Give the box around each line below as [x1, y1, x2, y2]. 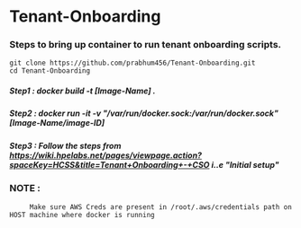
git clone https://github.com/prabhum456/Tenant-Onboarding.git [9, 58, 256, 68]
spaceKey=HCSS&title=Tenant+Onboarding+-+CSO [9, 159, 210, 170]
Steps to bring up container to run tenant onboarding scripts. [9, 39, 282, 51]
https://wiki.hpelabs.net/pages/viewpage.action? [9, 150, 203, 161]
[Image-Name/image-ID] [9, 118, 105, 128]
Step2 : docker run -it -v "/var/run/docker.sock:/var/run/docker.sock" [9, 108, 279, 118]
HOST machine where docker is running [9, 210, 155, 219]
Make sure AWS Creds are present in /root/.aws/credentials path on [29, 202, 293, 212]
